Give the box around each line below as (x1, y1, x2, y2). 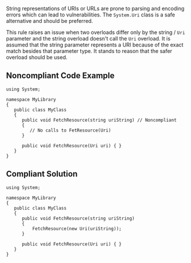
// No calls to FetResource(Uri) (29, 127, 111, 133)
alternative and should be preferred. (6, 18, 93, 24)
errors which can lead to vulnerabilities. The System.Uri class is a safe (6, 11, 176, 18)
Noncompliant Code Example (6, 70, 115, 81)
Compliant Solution (6, 169, 78, 179)
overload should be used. (6, 54, 68, 60)
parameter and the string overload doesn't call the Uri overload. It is (6, 35, 171, 42)
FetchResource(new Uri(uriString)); (32, 225, 122, 231)
